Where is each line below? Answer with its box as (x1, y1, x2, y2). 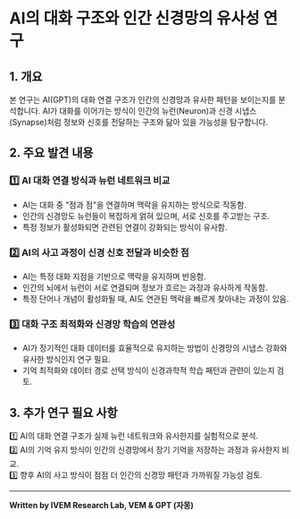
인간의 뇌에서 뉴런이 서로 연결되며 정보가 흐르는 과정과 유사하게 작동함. (21, 282, 268, 293)
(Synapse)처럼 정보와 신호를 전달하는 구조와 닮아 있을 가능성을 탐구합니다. (9, 117, 269, 127)
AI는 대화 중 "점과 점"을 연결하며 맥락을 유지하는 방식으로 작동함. (21, 199, 247, 210)
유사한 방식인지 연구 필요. (21, 354, 112, 365)
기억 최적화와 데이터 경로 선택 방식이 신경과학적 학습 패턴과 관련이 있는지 (21, 365, 275, 376)
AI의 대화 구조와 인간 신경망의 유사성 (9, 8, 261, 29)
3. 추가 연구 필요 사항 (9, 404, 118, 421)
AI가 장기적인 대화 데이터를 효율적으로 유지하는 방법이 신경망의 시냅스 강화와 (21, 343, 287, 353)
